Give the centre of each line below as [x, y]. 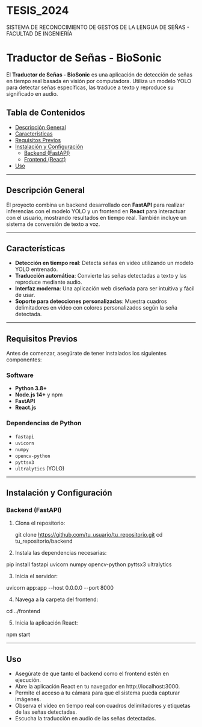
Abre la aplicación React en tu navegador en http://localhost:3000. [97, 687]
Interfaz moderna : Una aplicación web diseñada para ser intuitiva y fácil [105, 289]
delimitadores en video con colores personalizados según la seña [96, 308]
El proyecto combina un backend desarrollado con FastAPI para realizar [96, 205]
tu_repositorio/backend [44, 541]
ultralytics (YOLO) [40, 468]
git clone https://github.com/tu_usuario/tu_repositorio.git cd [89, 535]
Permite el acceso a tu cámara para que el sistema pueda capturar [97, 693]
